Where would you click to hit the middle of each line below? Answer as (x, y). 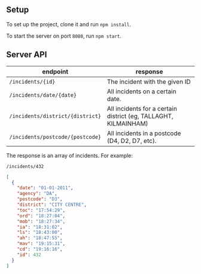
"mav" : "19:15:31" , (41, 244)
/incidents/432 (25, 166)
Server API (27, 55)
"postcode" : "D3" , (40, 199)
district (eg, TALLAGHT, (140, 116)
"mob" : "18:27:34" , (41, 221)
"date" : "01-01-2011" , (45, 188)
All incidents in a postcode (144, 133)
